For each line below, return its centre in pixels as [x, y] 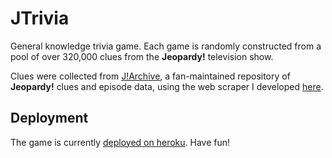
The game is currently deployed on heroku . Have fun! [120, 142]
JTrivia [40, 18]
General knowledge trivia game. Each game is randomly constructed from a [166, 46]
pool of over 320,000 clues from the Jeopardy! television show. [142, 56]
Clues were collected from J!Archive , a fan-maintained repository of [150, 76]
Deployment [49, 118]
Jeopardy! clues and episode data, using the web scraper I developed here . [167, 86]
